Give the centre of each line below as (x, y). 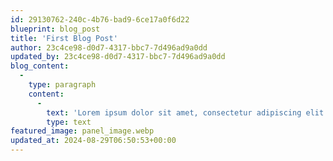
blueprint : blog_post (55, 29)
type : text (69, 122)
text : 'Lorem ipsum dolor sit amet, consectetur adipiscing (174, 112)
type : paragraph (62, 85)
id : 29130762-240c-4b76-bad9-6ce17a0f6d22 (100, 19)
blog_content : (40, 66)
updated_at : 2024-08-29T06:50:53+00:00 (93, 141)
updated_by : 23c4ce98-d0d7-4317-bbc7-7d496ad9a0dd (118, 57)
